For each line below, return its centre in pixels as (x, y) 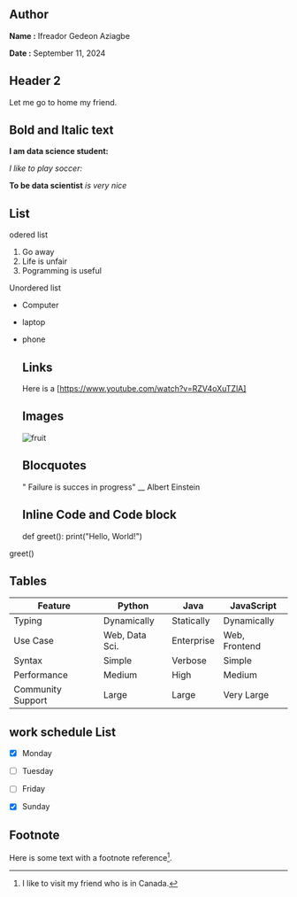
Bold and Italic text (61, 131)
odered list (29, 235)
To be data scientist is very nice (68, 186)
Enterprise (193, 641)
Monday (37, 754)
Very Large (246, 695)
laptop (34, 322)
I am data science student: (59, 151)
